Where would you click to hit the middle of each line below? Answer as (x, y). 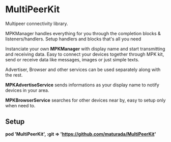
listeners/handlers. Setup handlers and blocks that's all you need (73, 39)
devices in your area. (27, 90)
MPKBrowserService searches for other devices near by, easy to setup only (85, 100)
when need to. (20, 105)
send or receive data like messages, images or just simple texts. (72, 59)
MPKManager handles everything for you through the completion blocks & (83, 33)
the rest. (14, 75)
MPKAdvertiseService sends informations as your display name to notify (82, 85)
